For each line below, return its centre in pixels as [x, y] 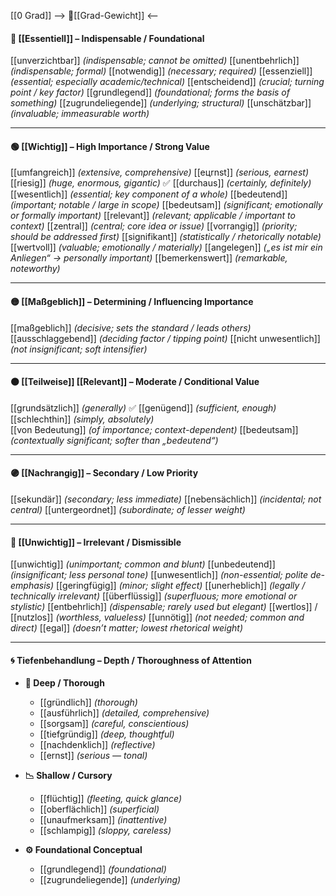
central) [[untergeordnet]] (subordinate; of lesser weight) [128, 510]
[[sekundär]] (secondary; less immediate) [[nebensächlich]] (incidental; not [166, 499]
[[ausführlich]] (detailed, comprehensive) [124, 713]
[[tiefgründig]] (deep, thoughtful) [107, 734]
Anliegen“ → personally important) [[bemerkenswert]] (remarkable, [149, 258]
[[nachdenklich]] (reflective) [97, 745]
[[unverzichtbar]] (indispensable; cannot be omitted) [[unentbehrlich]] [155, 61]
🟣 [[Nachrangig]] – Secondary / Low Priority [104, 473]
